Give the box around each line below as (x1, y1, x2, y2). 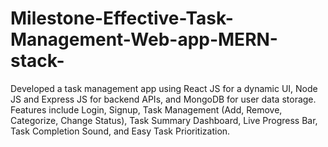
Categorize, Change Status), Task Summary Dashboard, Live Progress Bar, (10, 114, 318, 126)
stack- (10, 50, 65, 72)
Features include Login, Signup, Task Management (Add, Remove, (10, 103, 283, 116)
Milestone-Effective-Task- (10, 7, 234, 30)
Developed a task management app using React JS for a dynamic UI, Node (10, 82, 318, 94)
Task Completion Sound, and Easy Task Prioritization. (10, 125, 231, 137)
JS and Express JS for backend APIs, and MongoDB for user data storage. (10, 93, 317, 105)
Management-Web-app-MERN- (10, 28, 278, 51)
